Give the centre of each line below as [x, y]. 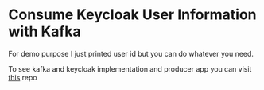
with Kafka [45, 31]
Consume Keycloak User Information [132, 15]
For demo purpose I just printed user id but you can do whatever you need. [131, 53]
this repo [23, 77]
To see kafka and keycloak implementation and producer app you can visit [130, 68]
